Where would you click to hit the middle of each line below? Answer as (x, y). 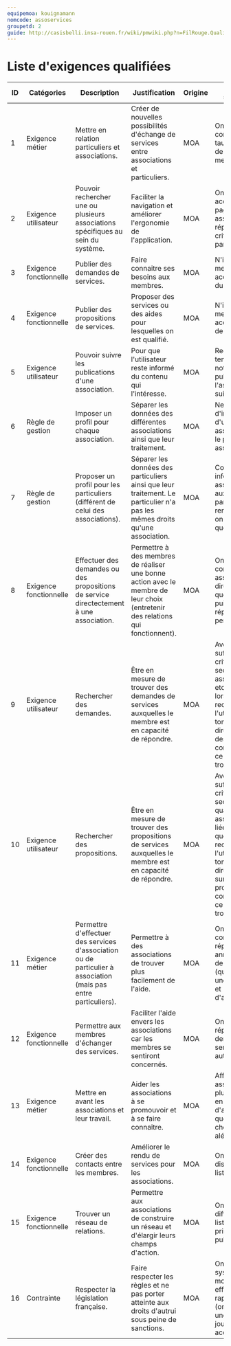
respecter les (152, 1277)
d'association (97, 950)
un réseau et (151, 1227)
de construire (153, 1218)
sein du (87, 240)
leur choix (147, 599)
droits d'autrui (154, 1311)
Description (100, 93)
